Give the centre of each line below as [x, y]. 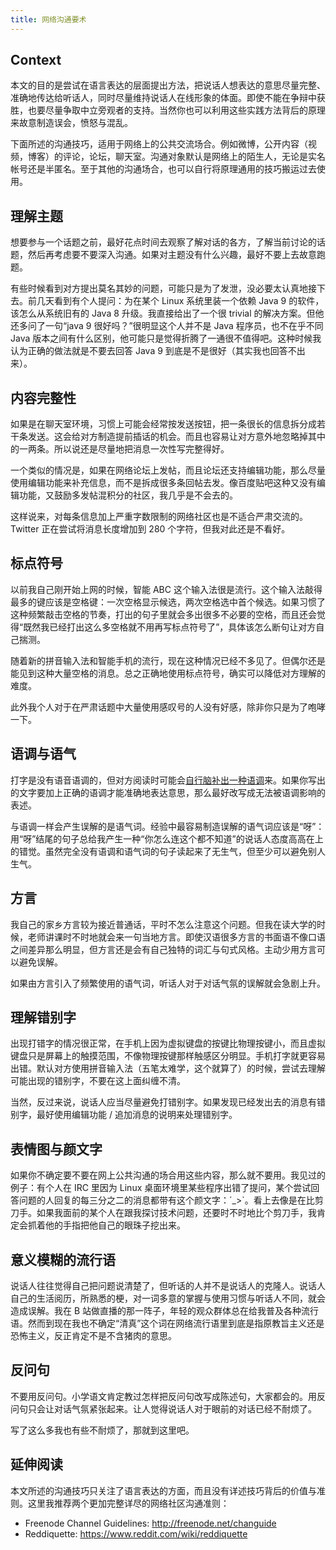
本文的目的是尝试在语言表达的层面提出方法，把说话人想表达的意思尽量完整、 [168, 85]
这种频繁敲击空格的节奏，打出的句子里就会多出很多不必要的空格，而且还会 [163, 614]
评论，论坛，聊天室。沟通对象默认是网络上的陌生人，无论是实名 [194, 157]
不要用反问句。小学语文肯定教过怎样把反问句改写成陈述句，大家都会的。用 [163, 1396]
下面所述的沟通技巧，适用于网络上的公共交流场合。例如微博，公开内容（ [159, 144]
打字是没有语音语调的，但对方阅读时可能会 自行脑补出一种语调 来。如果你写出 [168, 780]
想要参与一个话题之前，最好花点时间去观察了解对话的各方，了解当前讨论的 [163, 242]
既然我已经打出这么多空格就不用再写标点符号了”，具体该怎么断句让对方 [170, 627]
